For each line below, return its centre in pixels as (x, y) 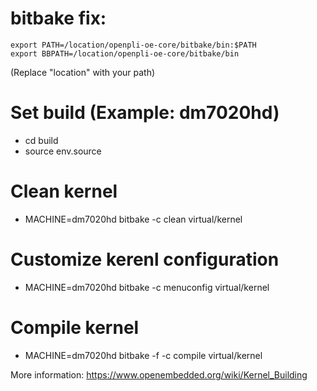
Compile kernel (75, 327)
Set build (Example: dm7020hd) (145, 113)
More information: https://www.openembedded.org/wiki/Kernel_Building (159, 374)
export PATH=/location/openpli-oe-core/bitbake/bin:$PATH (133, 45)
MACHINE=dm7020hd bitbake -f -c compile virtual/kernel (143, 355)
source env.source (63, 151)
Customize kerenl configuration (145, 259)
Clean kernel (64, 191)
